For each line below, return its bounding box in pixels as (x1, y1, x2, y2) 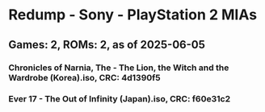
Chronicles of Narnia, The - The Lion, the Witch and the (8, 62, 229, 73)
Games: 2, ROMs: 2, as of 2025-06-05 (8, 38, 206, 52)
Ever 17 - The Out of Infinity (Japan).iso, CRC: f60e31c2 (8, 93, 231, 105)
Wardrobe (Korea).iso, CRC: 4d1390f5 (8, 72, 162, 83)
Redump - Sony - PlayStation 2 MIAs (8, 6, 257, 24)
